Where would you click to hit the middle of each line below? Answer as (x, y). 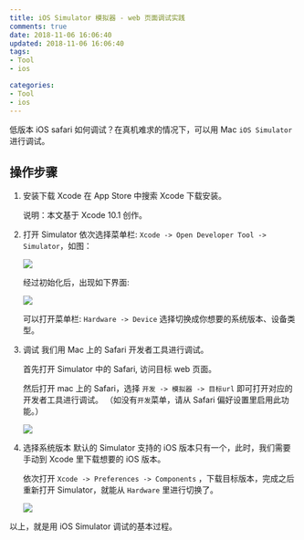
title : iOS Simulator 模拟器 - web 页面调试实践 (97, 18)
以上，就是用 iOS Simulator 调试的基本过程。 (94, 526)
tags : (20, 52)
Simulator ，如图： (58, 246)
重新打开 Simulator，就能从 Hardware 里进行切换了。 (121, 490)
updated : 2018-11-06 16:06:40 (67, 43)
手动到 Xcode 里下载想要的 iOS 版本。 (94, 459)
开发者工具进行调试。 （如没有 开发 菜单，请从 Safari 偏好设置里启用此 (152, 400)
